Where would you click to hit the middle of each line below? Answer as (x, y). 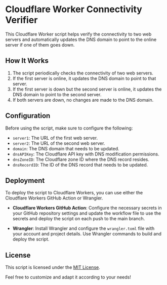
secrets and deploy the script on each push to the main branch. (79, 219)
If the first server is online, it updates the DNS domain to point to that (84, 78)
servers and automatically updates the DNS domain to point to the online (81, 39)
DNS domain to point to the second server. (57, 94)
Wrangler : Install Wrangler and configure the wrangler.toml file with (83, 228)
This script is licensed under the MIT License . (53, 267)
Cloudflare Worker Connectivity (74, 9)
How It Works (27, 61)
